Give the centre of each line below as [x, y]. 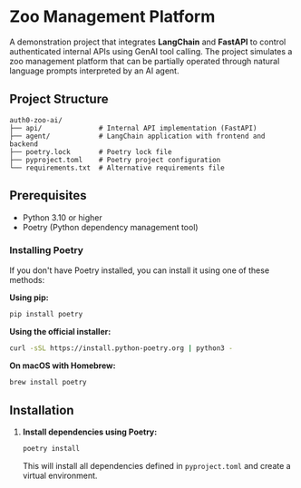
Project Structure [59, 99]
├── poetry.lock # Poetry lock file [91, 151]
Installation [42, 410]
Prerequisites [48, 195]
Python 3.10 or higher [62, 217]
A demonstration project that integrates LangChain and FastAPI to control [148, 42]
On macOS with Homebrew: [63, 366]
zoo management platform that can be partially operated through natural [145, 61]
